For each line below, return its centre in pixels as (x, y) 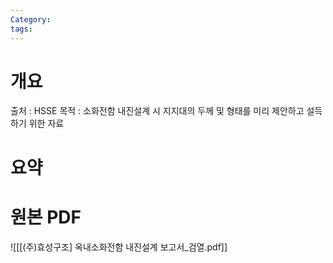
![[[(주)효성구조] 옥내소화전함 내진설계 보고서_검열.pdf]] (119, 247)
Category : (31, 19)
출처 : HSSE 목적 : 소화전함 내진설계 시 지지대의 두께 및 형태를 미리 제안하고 (157, 111)
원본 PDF (46, 217)
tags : (21, 29)
